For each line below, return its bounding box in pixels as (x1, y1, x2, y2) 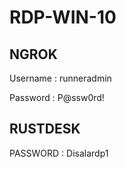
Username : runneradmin (9, 72, 112, 84)
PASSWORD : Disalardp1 (9, 147, 109, 159)
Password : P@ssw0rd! (9, 92, 105, 103)
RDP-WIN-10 (9, 6, 117, 29)
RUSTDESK (9, 121, 81, 138)
